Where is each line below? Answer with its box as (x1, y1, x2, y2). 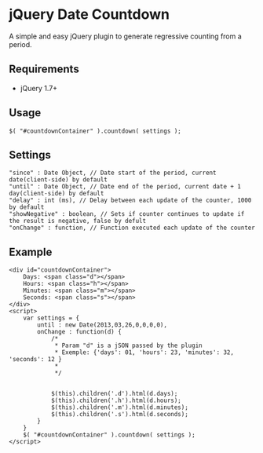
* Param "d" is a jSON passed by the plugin (54, 342, 203, 350)
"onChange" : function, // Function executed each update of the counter (9, 224, 256, 232)
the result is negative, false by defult (9, 217, 147, 225)
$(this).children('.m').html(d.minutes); (50, 404, 189, 411)
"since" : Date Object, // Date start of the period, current (9, 169, 217, 177)
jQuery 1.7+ (20, 83, 58, 93)
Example (9, 245, 53, 258)
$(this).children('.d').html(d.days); (50, 390, 178, 398)
